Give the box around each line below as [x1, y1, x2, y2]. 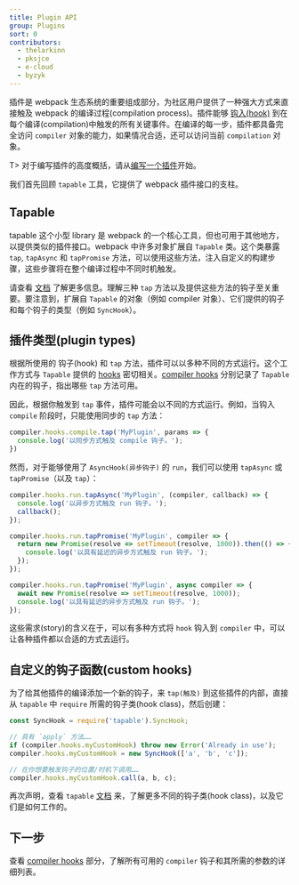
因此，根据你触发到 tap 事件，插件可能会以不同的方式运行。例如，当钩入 [9, 399, 276, 410]
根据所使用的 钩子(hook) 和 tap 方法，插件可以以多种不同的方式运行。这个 [9, 358, 280, 369]
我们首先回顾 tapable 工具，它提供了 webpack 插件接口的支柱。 [9, 179, 244, 189]
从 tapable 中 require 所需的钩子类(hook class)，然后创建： [9, 699, 229, 710]
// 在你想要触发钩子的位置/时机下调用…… [9, 765, 140, 774]
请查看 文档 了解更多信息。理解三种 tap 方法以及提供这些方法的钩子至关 [9, 282, 272, 293]
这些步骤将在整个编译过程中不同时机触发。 [24, 263, 181, 274]
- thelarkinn [17, 46, 66, 55]
